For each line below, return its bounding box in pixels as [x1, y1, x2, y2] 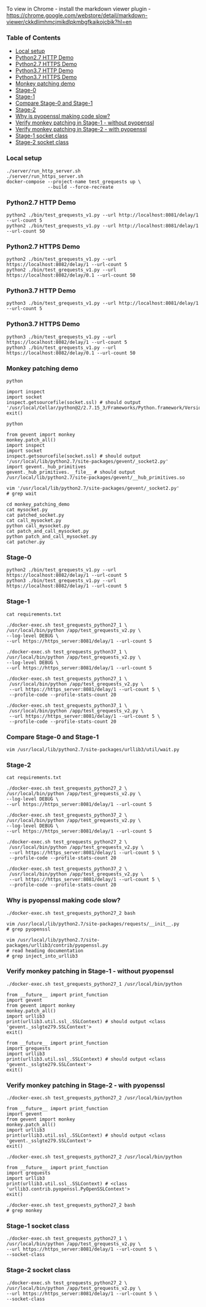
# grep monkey [6, 1208, 43, 1214]
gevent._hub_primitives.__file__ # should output [6, 469, 136, 476]
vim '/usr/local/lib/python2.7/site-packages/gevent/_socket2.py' [6, 486, 180, 492]
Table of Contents [6, 33, 61, 42]
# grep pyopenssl [6, 926, 51, 932]
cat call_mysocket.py [6, 517, 62, 524]
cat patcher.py [6, 539, 45, 545]
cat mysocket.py [6, 507, 48, 513]
